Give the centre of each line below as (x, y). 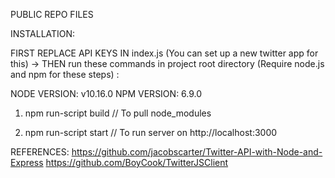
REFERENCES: (40, 152)
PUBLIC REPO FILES (52, 14)
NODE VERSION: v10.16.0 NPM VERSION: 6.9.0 (106, 93)
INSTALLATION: (43, 33)
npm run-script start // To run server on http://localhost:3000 (151, 132)
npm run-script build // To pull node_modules (118, 113)
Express (27, 162)
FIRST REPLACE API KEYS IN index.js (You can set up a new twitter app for (164, 53)
